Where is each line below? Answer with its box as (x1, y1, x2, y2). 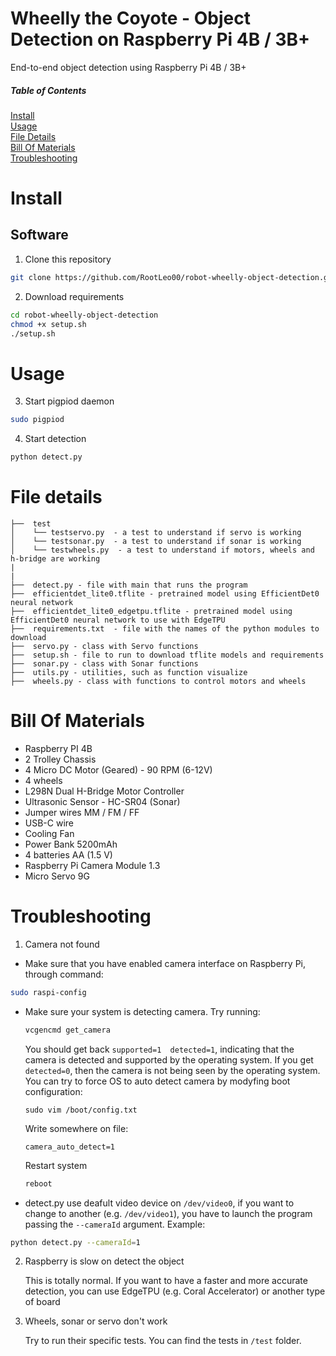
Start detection (24, 433, 87, 445)
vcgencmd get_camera (24, 1025, 111, 1035)
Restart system (24, 1159, 88, 1171)
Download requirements (24, 290, 125, 302)
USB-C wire (24, 817, 75, 829)
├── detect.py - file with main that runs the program (10, 580, 248, 591)
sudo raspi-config (10, 987, 87, 997)
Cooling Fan (24, 827, 75, 839)
